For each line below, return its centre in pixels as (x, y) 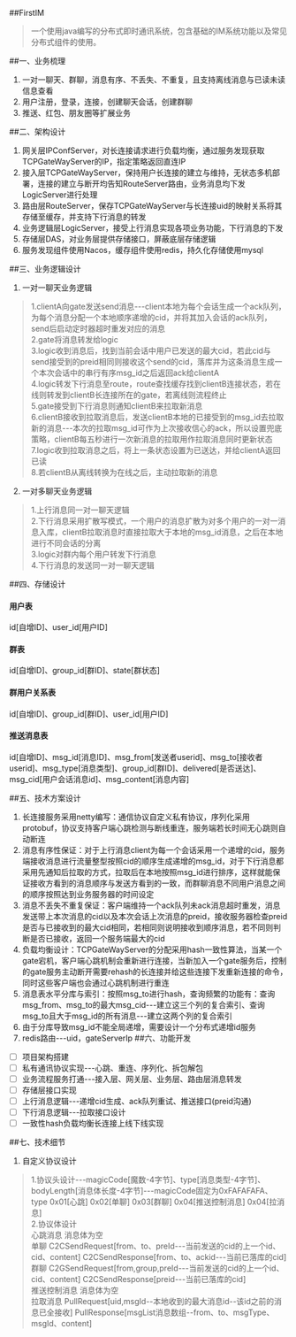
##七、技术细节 (38, 1142)
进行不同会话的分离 (66, 543)
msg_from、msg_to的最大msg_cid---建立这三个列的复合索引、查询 (143, 1004)
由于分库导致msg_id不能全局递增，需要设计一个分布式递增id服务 (139, 1026)
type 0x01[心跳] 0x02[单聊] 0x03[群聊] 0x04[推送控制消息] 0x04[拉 (154, 1202)
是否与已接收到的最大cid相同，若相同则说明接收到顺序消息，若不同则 (148, 927)
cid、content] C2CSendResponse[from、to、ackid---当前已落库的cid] (159, 1257)
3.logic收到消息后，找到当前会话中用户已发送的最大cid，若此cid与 (151, 350)
